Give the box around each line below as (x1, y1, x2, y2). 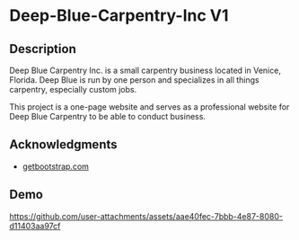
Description (9, 41, 76, 57)
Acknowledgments (9, 137, 119, 153)
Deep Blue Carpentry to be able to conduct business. (9, 111, 207, 121)
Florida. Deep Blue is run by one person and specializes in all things (9, 75, 259, 85)
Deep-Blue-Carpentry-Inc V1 (9, 5, 229, 26)
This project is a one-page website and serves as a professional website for (9, 102, 290, 112)
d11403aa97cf (9, 220, 61, 231)
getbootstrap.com (22, 161, 90, 172)
